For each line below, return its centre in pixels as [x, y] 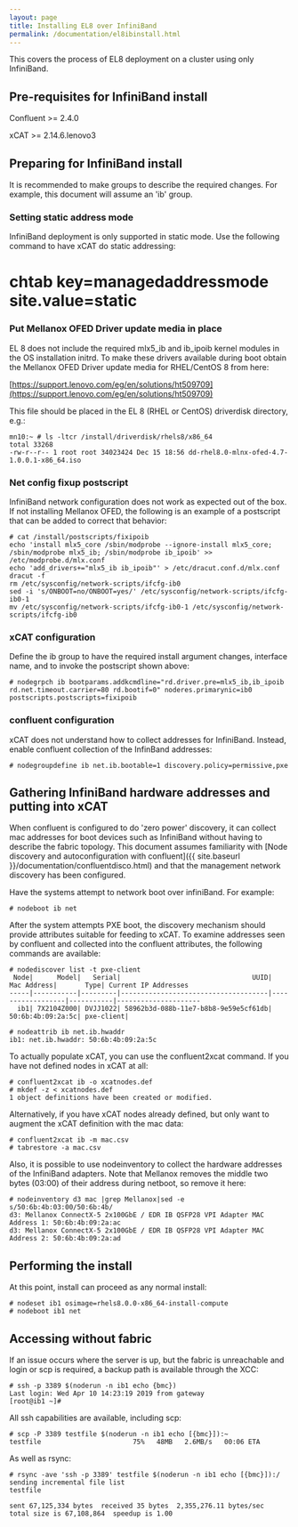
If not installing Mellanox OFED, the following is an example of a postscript [145, 512]
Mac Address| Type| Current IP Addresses [99, 986]
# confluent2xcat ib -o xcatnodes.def [81, 1082]
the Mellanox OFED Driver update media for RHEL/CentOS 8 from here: [139, 367]
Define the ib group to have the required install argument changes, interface [148, 657]
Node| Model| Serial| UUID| [143, 978]
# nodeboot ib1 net [45, 1312]
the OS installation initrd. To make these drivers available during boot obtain [148, 358]
